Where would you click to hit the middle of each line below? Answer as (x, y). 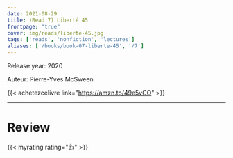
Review (29, 128)
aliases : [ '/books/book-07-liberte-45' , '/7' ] (76, 46)
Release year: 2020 (35, 66)
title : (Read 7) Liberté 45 (48, 20)
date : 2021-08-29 (32, 14)
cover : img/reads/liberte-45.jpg (55, 33)
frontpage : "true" (34, 26)
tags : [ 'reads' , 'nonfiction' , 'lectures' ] (71, 40)
